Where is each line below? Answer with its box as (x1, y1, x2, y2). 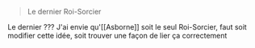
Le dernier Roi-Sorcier (27, 7, 102, 16)
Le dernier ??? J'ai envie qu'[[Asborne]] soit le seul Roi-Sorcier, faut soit (7, 22, 247, 31)
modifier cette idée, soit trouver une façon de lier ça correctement (7, 31, 228, 40)
